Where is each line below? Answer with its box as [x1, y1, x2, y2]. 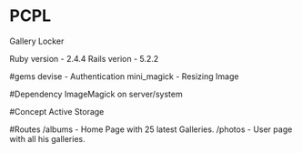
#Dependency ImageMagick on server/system [9, 88, 184, 99]
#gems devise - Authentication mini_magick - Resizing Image [9, 70, 239, 82]
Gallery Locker [9, 36, 65, 46]
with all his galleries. [9, 133, 86, 144]
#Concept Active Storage [9, 106, 105, 117]
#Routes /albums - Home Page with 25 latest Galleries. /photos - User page [9, 124, 293, 135]
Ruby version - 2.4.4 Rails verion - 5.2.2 [9, 53, 159, 64]
